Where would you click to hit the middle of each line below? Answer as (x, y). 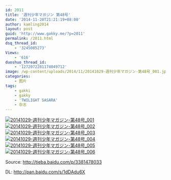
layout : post (19, 29)
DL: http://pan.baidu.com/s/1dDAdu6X (45, 172)
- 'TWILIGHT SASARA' (36, 100)
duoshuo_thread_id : (26, 62)
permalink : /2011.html (29, 39)
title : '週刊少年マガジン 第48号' (38, 15)
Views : (12, 53)
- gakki (22, 91)
